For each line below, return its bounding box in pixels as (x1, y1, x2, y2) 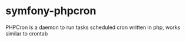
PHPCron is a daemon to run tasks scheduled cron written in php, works (5, 24, 181, 31)
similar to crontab (5, 30, 48, 37)
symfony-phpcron (5, 4, 97, 18)
